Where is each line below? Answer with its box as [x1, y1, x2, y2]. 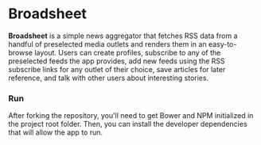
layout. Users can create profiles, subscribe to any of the [34, 48, 221, 57]
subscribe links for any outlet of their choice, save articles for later [8, 64, 226, 74]
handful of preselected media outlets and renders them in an [8, 39, 207, 48]
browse [8, 48, 33, 57]
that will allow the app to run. [8, 128, 103, 137]
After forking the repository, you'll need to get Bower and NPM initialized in [8, 111, 254, 120]
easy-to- [208, 39, 237, 48]
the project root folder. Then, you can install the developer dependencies [8, 120, 248, 129]
